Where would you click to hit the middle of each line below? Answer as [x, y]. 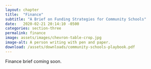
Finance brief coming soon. [33, 61]
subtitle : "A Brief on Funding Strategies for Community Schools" [76, 19]
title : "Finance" [24, 14]
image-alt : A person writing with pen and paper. [58, 42]
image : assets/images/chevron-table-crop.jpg [53, 38]
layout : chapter [22, 10]
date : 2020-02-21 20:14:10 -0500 [42, 24]
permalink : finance [25, 33]
